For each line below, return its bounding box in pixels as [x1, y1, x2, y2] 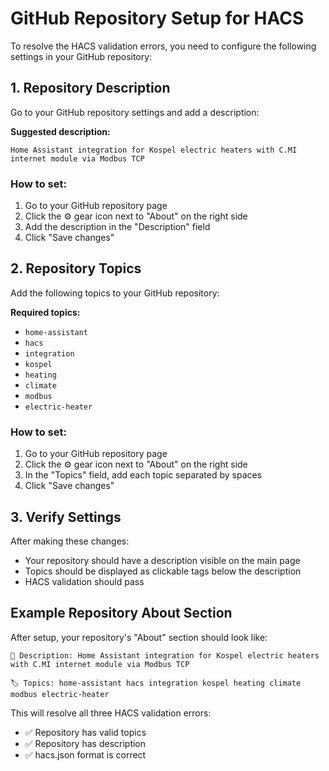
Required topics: [10, 306, 81, 318]
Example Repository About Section [10, 605, 233, 622]
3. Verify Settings [10, 508, 122, 526]
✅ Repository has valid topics [24, 726, 147, 738]
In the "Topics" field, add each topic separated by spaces [24, 469, 263, 481]
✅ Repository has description [24, 737, 147, 749]
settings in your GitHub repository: [10, 50, 153, 62]
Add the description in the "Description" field [24, 221, 211, 233]
